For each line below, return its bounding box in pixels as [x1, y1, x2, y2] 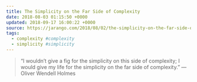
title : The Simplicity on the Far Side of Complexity [6, 8, 141, 15]
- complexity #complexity [11, 36, 75, 42]
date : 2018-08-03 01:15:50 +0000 [6, 14, 88, 20]
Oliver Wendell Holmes [20, 70, 76, 77]
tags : [6, 30, 19, 36]
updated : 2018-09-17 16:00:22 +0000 [6, 19, 96, 25]
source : [6, 25, 25, 31]
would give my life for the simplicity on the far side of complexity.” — [20, 63, 187, 70]
